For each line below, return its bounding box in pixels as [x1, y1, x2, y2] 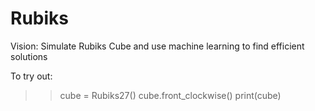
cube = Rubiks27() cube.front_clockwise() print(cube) [59, 89, 282, 101]
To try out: [10, 70, 53, 82]
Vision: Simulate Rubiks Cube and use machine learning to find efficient [10, 40, 305, 52]
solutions [10, 50, 48, 62]
